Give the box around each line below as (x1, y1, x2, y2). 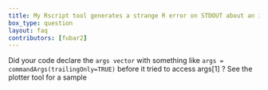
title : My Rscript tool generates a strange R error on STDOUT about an (8, 11, 255, 20)
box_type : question (8, 19, 73, 27)
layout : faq (8, 26, 48, 34)
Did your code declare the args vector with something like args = (8, 56, 224, 65)
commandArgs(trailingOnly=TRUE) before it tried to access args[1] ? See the (8, 65, 253, 74)
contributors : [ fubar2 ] (8, 33, 88, 42)
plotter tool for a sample (8, 72, 88, 82)
